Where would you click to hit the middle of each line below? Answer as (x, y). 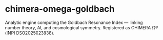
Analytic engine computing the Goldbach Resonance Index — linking (74, 22)
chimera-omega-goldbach (60, 9)
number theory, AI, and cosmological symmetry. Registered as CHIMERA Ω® (82, 27)
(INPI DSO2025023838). (30, 33)
